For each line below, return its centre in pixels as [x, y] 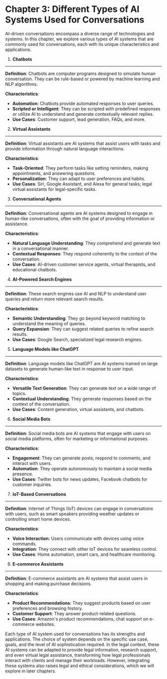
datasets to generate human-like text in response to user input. [70, 369]
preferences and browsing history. [47, 608]
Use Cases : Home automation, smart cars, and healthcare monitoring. [84, 554]
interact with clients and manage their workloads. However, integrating [78, 660]
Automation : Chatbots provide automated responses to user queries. [83, 103]
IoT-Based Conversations [39, 494]
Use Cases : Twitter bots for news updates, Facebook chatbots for [80, 479]
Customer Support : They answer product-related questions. [74, 613]
